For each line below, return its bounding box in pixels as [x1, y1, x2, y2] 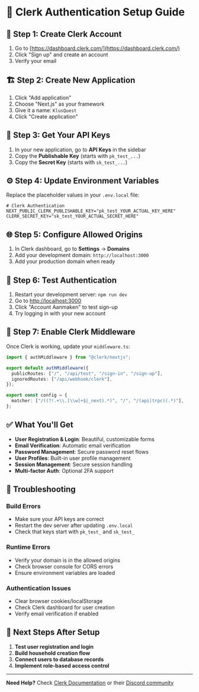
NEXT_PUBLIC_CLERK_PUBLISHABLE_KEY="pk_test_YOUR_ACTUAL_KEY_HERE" [6, 208, 176, 214]
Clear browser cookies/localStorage [14, 597, 103, 605]
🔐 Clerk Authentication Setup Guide [6, 5, 185, 19]
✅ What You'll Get [6, 420, 73, 430]
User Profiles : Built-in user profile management [14, 454, 131, 462]
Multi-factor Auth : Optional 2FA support [14, 467, 114, 474]
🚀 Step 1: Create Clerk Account [6, 29, 122, 39]
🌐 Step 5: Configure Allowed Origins [6, 229, 143, 239]
